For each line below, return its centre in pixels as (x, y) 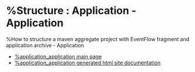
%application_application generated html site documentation (87, 63)
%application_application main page (58, 56)
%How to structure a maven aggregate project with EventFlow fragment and (98, 39)
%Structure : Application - (71, 11)
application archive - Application (45, 45)
